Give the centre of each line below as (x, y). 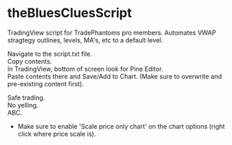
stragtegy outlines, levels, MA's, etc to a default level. (85, 40)
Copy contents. (30, 61)
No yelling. (23, 105)
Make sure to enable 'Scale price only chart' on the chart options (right (121, 126)
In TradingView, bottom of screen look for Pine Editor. (85, 69)
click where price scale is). (57, 134)
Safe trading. (26, 98)
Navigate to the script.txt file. (50, 54)
